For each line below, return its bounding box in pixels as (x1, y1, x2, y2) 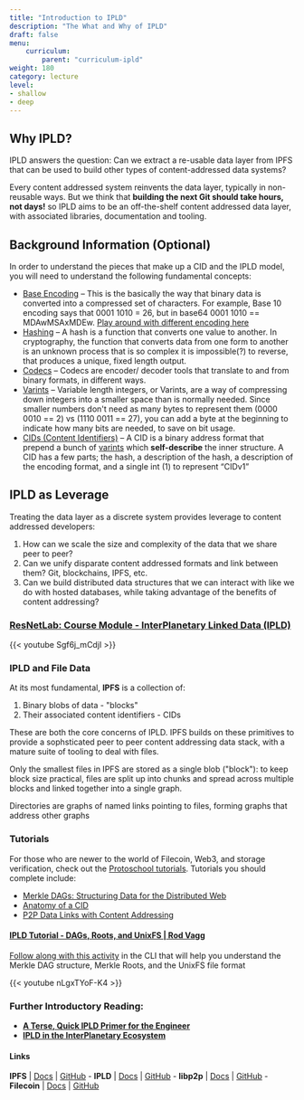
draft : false (9, 30, 59, 39)
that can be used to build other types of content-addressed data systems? (9, 165, 287, 175)
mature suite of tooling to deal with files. (9, 746, 160, 757)
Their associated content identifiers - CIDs (22, 709, 181, 720)
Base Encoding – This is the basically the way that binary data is (22, 289, 261, 299)
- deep (9, 97, 34, 107)
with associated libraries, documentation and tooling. (9, 211, 207, 222)
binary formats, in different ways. (22, 375, 147, 385)
